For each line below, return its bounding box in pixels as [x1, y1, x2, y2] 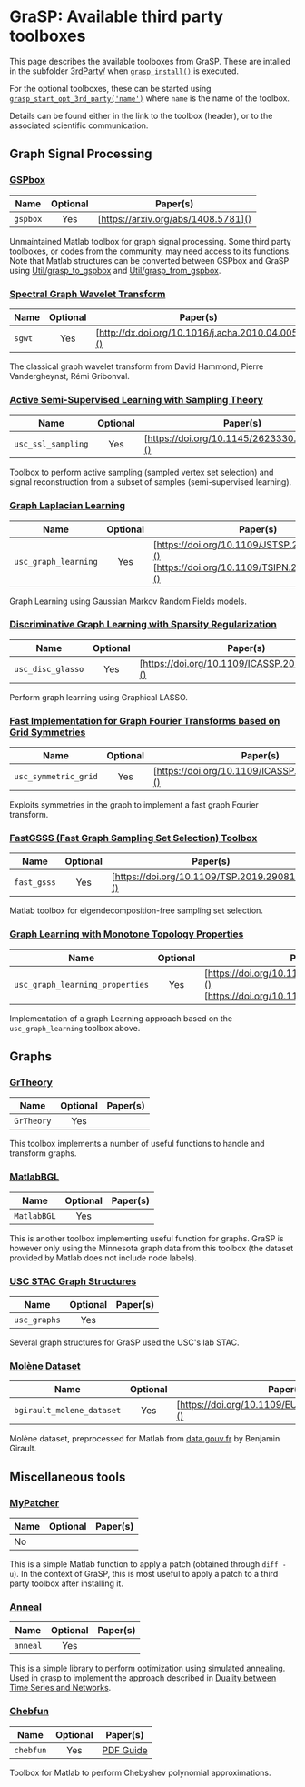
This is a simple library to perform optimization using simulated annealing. [9, 1662, 286, 1674]
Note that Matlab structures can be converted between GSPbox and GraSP [9, 255, 290, 266]
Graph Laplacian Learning [9, 499, 125, 512]
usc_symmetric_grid [14, 771, 98, 782]
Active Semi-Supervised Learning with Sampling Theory [9, 393, 263, 406]
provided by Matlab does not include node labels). [9, 1252, 198, 1263]
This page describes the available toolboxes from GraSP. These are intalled [9, 55, 290, 66]
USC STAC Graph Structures [9, 1275, 137, 1288]
